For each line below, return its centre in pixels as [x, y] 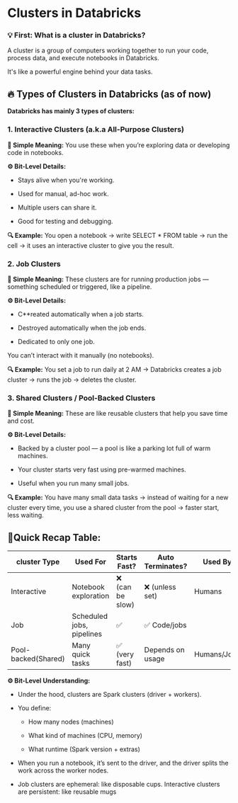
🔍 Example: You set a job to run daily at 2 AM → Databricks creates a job [114, 369]
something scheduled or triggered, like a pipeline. [80, 286]
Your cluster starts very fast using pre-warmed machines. [102, 469]
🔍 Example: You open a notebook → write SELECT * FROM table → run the [118, 235]
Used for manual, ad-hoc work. [63, 193]
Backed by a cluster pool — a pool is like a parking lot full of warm [114, 448]
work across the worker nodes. [63, 770]
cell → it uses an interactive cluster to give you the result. [91, 245]
